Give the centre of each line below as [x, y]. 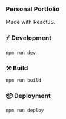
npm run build [24, 80]
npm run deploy [25, 111]
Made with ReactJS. [31, 22]
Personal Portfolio [33, 9]
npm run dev [21, 53]
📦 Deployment [28, 96]
